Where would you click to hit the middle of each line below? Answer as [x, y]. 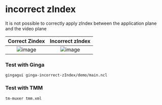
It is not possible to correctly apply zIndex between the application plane [81, 23]
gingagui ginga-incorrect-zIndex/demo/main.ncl [56, 75]
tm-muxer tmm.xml [24, 98]
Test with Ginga [25, 65]
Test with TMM [24, 88]
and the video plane [26, 28]
